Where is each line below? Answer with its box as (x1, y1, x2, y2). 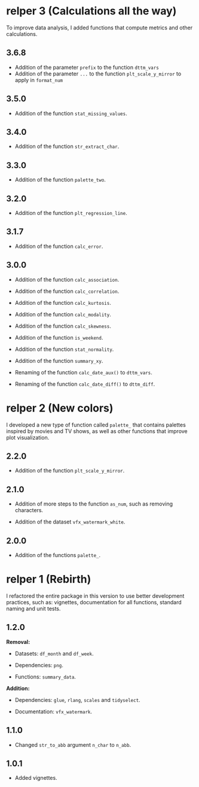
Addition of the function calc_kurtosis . (14, 299, 112, 306)
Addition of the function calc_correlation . (14, 287, 120, 295)
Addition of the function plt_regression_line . (14, 210, 127, 216)
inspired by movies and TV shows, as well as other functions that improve (6, 427, 188, 435)
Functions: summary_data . (14, 673, 76, 680)
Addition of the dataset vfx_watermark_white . (14, 518, 125, 525)
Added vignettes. (14, 774, 58, 782)
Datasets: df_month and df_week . (14, 650, 94, 657)
